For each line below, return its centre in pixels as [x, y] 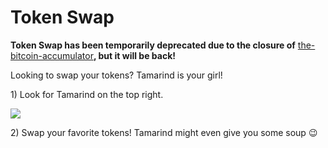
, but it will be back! [134, 55]
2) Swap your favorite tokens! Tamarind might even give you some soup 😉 [164, 132]
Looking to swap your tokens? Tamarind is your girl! [116, 75]
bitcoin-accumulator [52, 55]
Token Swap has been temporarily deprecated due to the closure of [153, 45]
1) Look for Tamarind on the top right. [87, 94]
